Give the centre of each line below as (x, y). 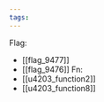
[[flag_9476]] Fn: (52, 69)
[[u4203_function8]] (59, 88)
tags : (19, 17)
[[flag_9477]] (45, 59)
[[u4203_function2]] (59, 78)
